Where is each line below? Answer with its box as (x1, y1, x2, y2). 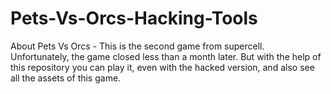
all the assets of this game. (10, 72, 122, 84)
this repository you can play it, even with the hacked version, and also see (10, 61, 315, 73)
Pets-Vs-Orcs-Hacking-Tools (10, 7, 258, 30)
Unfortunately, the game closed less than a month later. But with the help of (10, 50, 322, 62)
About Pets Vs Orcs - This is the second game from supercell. (10, 40, 265, 52)
